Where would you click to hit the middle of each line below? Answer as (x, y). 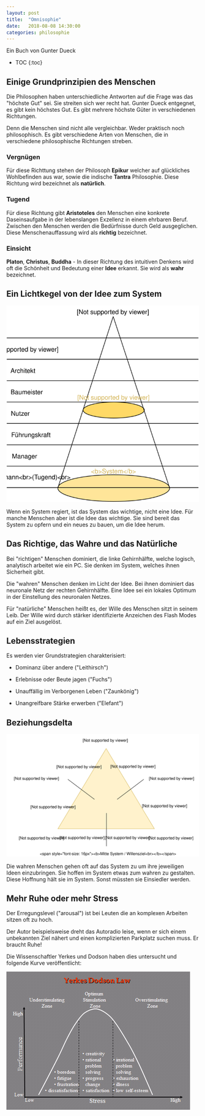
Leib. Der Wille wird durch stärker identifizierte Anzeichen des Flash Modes (102, 615)
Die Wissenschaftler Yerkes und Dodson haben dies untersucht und (92, 957)
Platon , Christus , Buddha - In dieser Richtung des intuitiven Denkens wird (100, 262)
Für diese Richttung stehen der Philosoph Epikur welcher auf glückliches (98, 170)
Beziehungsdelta (39, 723)
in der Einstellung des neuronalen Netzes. (59, 596)
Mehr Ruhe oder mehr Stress (62, 898)
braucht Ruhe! (24, 945)
